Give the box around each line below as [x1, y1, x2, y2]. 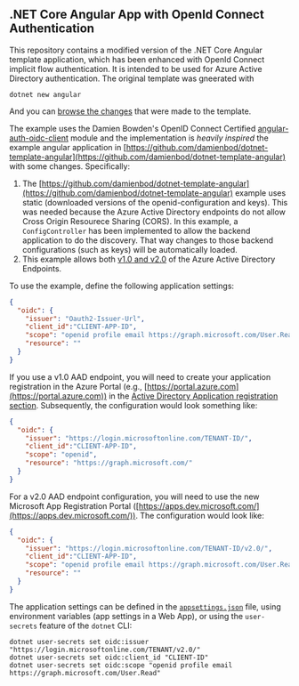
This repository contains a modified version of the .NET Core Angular [9, 44, 263, 55]
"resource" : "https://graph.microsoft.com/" [25, 458, 193, 468]
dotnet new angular [9, 90, 82, 99]
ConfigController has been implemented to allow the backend [21, 225, 251, 236]
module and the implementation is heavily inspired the [69, 133, 269, 143]
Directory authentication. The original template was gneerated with [9, 73, 255, 84]
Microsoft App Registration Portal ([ [9, 500, 140, 511]
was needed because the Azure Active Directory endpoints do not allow [21, 206, 287, 217]
